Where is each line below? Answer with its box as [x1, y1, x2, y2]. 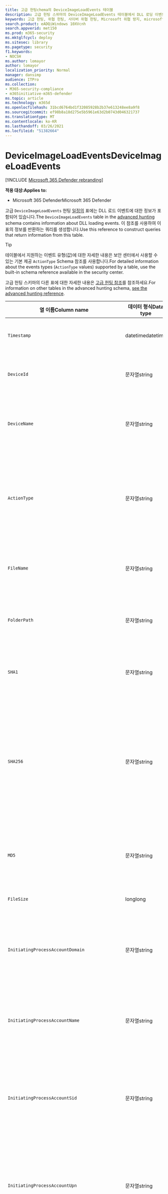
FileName [7, 565, 28, 571]
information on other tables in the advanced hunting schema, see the [5, 285, 147, 291]
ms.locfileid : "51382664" [5, 128, 59, 133]
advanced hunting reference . [5, 291, 65, 297]
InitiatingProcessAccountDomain [7, 947, 85, 953]
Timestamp [7, 333, 31, 338]
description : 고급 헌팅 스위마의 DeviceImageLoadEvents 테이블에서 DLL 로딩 [5, 12, 153, 17]
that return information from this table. [5, 232, 84, 238]
